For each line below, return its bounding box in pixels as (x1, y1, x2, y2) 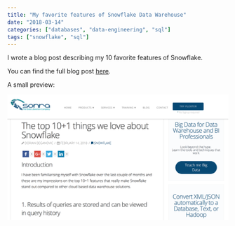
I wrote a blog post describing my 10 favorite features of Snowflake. (7, 53, 203, 62)
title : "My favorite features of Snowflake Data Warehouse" (7, 11, 187, 18)
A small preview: (7, 80, 55, 89)
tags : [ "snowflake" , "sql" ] (7, 34, 90, 41)
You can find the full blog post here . (7, 67, 111, 76)
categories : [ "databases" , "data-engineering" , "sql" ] (7, 26, 171, 33)
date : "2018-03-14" (7, 18, 65, 26)
